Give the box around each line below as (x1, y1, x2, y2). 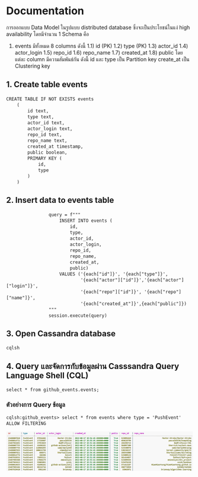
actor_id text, (27, 120, 65, 126)
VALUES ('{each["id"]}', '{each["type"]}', (59, 271, 168, 277)
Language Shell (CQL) (6, 370, 89, 380)
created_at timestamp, (27, 144, 84, 150)
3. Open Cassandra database (6, 328, 116, 339)
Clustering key (14, 62, 50, 69)
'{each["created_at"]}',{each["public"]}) (80, 301, 187, 307)
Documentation (6, 4, 85, 18)
